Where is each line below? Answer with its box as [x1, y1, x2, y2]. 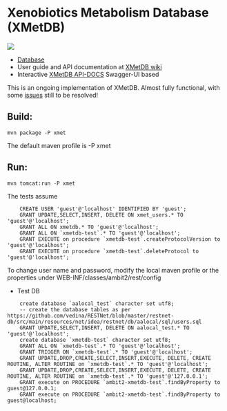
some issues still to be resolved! [7, 91, 99, 99]
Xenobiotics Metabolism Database [7, 5, 209, 21]
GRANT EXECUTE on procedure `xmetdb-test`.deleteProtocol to [19, 248, 199, 255]
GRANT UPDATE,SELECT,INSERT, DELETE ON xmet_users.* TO [19, 211, 184, 219]
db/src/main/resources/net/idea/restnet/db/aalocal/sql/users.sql [7, 318, 202, 325]
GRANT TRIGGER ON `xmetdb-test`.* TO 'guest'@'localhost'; [19, 348, 193, 356]
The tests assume [7, 192, 58, 200]
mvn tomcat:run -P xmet [7, 180, 76, 187]
